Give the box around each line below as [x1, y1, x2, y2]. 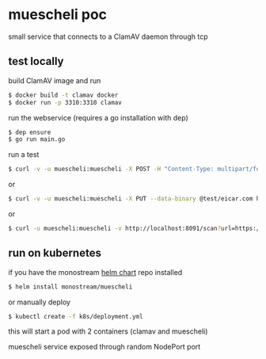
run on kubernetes [8, 246, 101, 260]
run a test [8, 150, 40, 159]
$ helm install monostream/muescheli [8, 283, 133, 291]
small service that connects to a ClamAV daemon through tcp [8, 32, 208, 41]
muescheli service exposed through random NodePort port [8, 342, 201, 352]
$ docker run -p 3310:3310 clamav [8, 98, 123, 106]
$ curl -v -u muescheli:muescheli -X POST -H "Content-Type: [8, 165, 215, 174]
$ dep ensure [8, 128, 51, 136]
